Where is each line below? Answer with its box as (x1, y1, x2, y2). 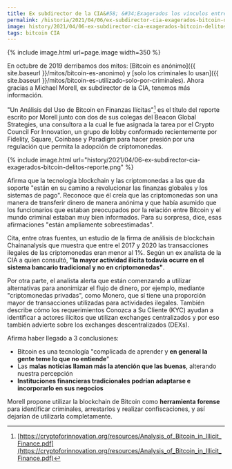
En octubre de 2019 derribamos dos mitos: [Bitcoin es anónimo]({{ (7, 61, 196, 70)
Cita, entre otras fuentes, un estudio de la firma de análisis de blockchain (7, 233, 215, 242)
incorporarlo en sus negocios (17, 384, 104, 392)
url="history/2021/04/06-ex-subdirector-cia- (72, 155, 201, 164)
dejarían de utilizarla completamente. (7, 412, 113, 420)
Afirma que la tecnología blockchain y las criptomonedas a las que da (7, 176, 205, 184)
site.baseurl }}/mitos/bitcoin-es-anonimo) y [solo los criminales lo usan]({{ (7, 69, 219, 77)
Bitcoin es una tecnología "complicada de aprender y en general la (17, 347, 208, 356)
